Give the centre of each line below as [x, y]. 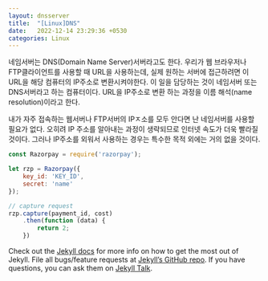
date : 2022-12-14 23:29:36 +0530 [68, 31]
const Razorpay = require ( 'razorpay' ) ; [75, 155]
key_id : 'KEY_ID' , [53, 177]
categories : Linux [39, 38]
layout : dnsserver [39, 16]
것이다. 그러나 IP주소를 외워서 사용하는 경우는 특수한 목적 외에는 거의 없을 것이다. [134, 139]
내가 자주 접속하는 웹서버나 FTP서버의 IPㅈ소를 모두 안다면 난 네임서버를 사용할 [132, 119]
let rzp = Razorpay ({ [45, 169]
